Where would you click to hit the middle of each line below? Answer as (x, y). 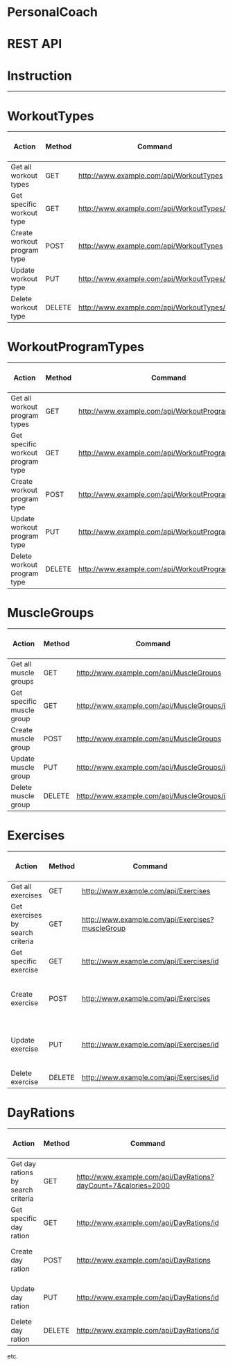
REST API (35, 44)
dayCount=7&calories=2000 (123, 1186)
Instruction (40, 75)
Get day (24, 1164)
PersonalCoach (53, 12)
